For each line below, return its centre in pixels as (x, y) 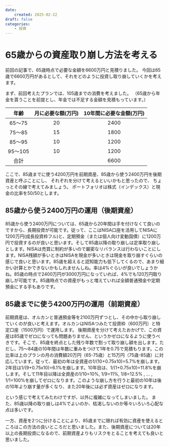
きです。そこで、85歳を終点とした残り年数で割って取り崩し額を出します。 (82, 342)
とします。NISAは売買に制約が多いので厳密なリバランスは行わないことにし (83, 249)
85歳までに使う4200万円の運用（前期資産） (75, 304)
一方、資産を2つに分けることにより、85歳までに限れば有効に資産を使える (82, 420)
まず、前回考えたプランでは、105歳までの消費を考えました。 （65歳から (80, 93)
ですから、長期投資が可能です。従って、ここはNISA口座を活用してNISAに (81, 230)
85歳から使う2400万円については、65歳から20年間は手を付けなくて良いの (83, 223)
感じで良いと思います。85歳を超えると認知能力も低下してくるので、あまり (82, 261)
